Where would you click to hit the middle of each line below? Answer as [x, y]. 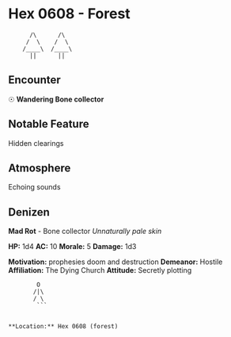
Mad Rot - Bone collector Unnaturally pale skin [85, 232]
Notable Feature [49, 124]
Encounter [34, 80]
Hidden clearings [36, 143]
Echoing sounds [34, 187]
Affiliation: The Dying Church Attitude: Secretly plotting [100, 270]
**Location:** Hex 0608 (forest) [63, 327]
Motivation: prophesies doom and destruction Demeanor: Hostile [116, 262]
